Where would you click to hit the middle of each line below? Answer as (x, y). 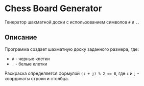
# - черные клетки (31, 59)
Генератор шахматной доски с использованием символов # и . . (72, 22)
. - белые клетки (29, 64)
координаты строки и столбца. (37, 78)
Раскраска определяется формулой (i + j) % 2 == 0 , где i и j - (72, 73)
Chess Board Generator (53, 9)
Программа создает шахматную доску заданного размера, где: (72, 49)
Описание (21, 37)
